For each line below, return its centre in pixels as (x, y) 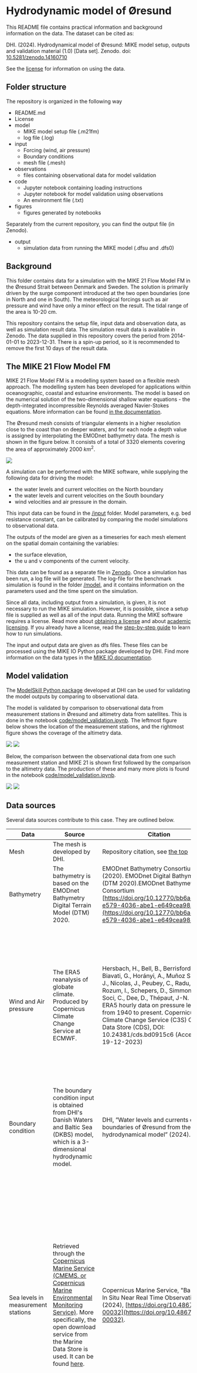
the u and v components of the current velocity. (72, 561)
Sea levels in (26, 1297)
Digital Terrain (72, 905)
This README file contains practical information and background (84, 27)
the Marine (68, 1341)
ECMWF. (65, 1038)
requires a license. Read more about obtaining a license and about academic (98, 621)
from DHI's (68, 1112)
